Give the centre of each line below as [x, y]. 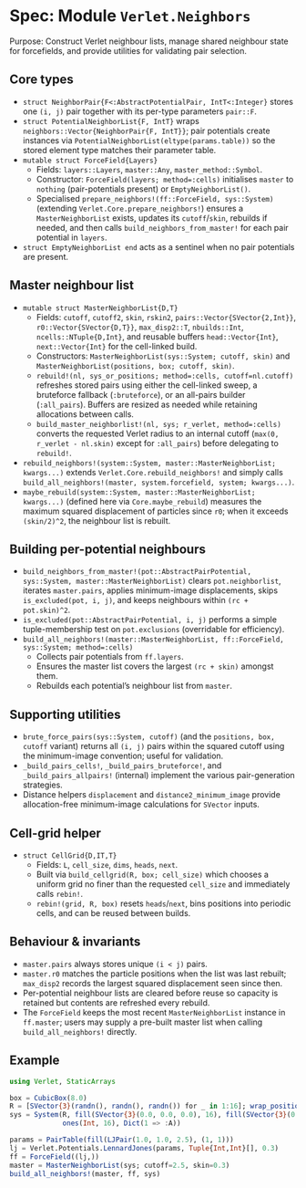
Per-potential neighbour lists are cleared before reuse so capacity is [150, 993]
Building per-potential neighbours [108, 549]
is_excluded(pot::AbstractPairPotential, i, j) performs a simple [150, 620]
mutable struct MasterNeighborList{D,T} [100, 308]
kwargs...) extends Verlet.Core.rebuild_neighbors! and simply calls [153, 472]
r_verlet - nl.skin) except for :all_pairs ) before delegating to [158, 443]
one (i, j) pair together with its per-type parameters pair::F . [140, 111]
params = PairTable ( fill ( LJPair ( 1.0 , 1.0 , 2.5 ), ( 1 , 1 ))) [122, 1140]
